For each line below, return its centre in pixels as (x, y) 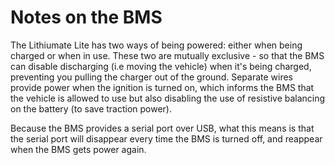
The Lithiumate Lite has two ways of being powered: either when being (156, 45)
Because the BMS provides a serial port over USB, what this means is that (162, 128)
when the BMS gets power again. (78, 149)
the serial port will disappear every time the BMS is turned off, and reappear (166, 138)
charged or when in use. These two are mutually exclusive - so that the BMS (167, 55)
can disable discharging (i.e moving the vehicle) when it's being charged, (161, 66)
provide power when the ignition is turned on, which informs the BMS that (162, 87)
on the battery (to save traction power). (91, 108)
